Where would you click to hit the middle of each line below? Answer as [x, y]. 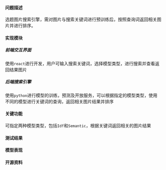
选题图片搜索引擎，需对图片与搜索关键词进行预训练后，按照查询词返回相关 [81, 19]
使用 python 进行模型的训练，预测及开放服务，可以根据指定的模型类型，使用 [81, 95]
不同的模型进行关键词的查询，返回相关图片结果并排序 [59, 101]
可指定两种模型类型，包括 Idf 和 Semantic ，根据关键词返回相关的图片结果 [78, 126]
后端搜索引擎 [18, 82]
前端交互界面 [18, 50]
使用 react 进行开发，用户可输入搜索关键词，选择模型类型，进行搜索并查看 [80, 63]
